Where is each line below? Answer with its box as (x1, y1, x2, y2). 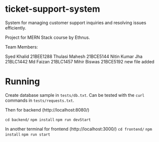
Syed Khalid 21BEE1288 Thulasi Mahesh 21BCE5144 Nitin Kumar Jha (5, 53, 143, 59)
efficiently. (5, 25, 26, 30)
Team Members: (5, 44, 38, 50)
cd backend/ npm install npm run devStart (5, 117, 91, 122)
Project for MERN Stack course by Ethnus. (5, 34, 91, 40)
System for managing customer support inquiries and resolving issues (5, 20, 147, 26)
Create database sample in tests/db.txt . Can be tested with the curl (5, 92, 145, 98)
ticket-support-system (5, 3, 100, 15)
